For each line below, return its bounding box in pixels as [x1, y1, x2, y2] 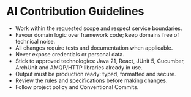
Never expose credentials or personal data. [15, 50, 124, 58]
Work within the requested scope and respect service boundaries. [15, 25, 182, 32]
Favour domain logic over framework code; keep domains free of [15, 31, 179, 38]
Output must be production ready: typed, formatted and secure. [15, 70, 176, 77]
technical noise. [15, 37, 56, 45]
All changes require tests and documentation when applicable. [15, 44, 173, 52]
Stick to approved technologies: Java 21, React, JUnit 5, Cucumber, [15, 57, 185, 64]
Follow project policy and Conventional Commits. [15, 83, 139, 90]
